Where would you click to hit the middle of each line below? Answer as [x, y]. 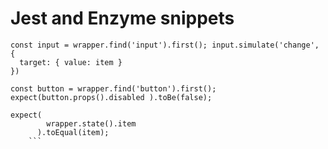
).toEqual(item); [73, 132]
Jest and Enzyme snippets [122, 18]
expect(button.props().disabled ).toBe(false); [111, 97]
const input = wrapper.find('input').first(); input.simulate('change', [165, 45]
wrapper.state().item [91, 123]
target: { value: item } [71, 62]
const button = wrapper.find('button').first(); [113, 88]
